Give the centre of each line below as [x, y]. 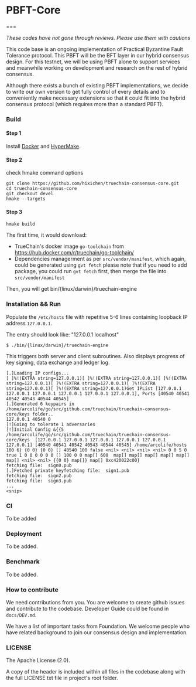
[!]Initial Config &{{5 [35, 429]
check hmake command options [45, 173]
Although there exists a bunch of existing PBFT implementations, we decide [97, 85]
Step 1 [14, 133]
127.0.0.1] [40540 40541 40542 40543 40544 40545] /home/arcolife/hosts [97, 445]
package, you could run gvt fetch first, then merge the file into [90, 271]
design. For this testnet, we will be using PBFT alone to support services [93, 62]
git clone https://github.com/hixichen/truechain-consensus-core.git [93, 183]
